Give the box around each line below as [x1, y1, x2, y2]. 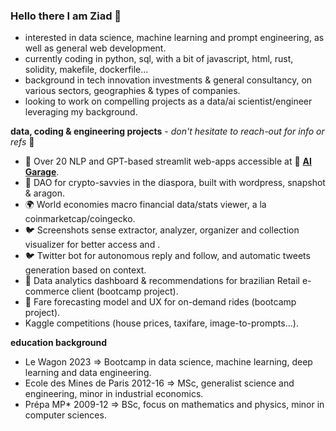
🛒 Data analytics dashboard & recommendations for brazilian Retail [24, 275, 300, 287]
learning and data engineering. [24, 367, 152, 379]
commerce [24, 285, 70, 298]
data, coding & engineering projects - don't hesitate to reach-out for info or [10, 125, 325, 138]
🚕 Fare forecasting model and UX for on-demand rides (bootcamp [24, 296, 297, 308]
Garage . [24, 166, 60, 178]
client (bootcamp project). [71, 285, 179, 298]
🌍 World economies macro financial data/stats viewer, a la [24, 199, 267, 211]
